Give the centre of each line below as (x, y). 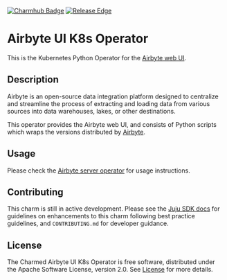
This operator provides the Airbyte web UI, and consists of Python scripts (112, 124)
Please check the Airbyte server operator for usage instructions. (99, 170)
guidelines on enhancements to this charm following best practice (101, 216)
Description (33, 80)
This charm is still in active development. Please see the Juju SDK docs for (113, 209)
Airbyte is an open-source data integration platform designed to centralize (113, 96)
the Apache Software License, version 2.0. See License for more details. (110, 270)
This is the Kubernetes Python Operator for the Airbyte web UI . (97, 58)
